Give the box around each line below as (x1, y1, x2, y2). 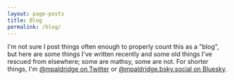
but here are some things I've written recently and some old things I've (7, 50, 213, 58)
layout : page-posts (7, 10, 65, 18)
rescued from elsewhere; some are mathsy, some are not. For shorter (7, 58, 209, 66)
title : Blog (7, 17, 42, 24)
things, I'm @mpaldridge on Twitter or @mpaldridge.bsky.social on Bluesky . (7, 65, 228, 74)
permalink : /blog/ (7, 23, 61, 30)
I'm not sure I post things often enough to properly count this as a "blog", (7, 43, 220, 51)
